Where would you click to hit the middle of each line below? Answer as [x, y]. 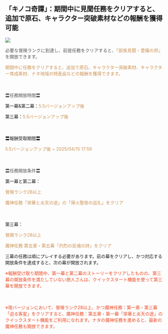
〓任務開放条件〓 [23, 170]
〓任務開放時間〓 [23, 95]
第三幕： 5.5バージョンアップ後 [37, 117]
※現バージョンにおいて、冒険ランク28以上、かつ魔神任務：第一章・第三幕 [81, 307]
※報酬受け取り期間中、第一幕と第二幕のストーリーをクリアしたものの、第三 [83, 273]
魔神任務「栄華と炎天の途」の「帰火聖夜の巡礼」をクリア [64, 202]
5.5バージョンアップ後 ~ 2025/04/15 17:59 [49, 149]
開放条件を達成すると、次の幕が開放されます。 [53, 262]
